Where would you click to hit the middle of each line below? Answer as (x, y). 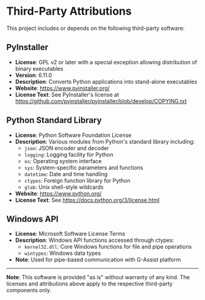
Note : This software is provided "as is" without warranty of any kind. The (98, 277)
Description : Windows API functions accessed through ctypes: (95, 240)
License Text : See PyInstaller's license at (67, 94)
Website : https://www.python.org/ (58, 193)
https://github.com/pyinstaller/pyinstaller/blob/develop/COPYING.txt (101, 101)
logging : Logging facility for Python (69, 155)
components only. (29, 290)
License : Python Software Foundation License (73, 135)
